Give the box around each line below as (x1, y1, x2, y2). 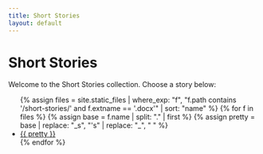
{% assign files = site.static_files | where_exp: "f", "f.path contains (19, 95, 237, 105)
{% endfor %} (19, 137, 66, 148)
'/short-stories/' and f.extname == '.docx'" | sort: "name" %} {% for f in (19, 104, 253, 113)
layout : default (8, 19, 62, 27)
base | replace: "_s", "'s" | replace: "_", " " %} (19, 120, 169, 130)
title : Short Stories (8, 11, 80, 20)
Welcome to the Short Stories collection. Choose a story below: (8, 80, 217, 89)
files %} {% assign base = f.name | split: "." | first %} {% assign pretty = (19, 113, 255, 122)
